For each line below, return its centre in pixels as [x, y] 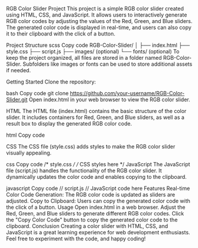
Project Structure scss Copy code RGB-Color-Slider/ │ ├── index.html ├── [98, 45]
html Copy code [26, 135]
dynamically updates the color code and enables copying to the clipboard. [97, 177]
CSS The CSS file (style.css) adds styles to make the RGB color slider [91, 146]
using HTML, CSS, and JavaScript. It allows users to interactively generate [97, 15]
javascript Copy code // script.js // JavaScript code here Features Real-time [98, 188]
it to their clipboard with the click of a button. [61, 34]
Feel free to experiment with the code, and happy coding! [76, 239]
